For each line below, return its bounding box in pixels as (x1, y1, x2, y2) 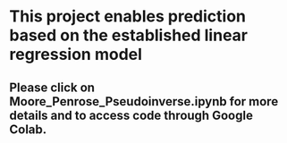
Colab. (9, 122, 47, 137)
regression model (9, 45, 143, 64)
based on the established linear (9, 25, 249, 46)
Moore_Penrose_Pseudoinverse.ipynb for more (9, 94, 279, 109)
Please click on (9, 80, 96, 95)
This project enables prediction (9, 6, 246, 27)
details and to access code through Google (9, 107, 253, 122)
